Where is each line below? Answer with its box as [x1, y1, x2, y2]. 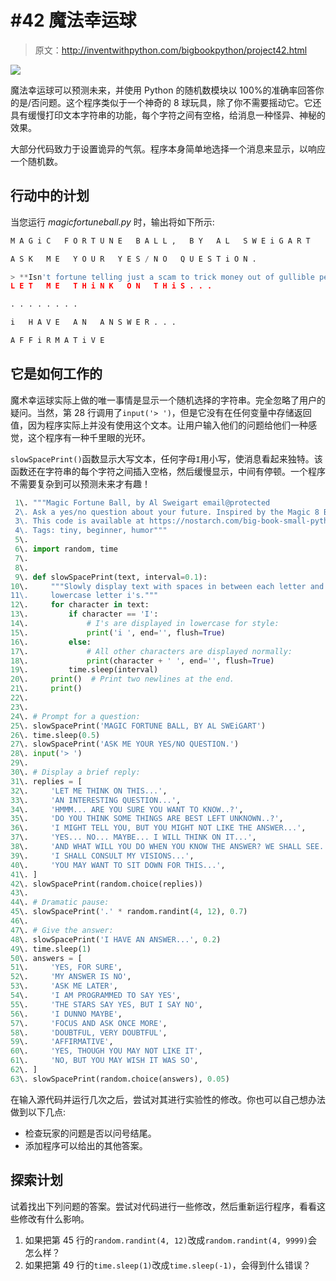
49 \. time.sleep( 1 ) [10, 944, 92, 954]
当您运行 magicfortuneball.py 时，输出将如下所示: [10, 216, 215, 228]
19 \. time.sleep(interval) [10, 665, 159, 675]
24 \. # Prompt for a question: [10, 711, 141, 721]
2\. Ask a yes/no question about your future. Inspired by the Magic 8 [14, 507, 320, 517]
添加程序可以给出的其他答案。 [24, 1139, 148, 1151]
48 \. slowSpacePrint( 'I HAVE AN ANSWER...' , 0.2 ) [10, 934, 222, 945]
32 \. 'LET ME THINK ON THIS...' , [10, 786, 168, 796]
